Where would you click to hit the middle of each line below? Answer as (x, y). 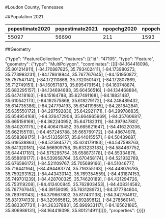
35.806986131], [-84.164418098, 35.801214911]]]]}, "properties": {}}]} (75, 210)
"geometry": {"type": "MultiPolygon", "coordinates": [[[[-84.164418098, (77, 64)
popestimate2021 (77, 29)
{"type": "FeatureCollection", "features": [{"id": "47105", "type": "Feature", (80, 59)
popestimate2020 (29, 29)
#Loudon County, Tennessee (34, 7)
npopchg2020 (120, 29)
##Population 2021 (24, 16)
